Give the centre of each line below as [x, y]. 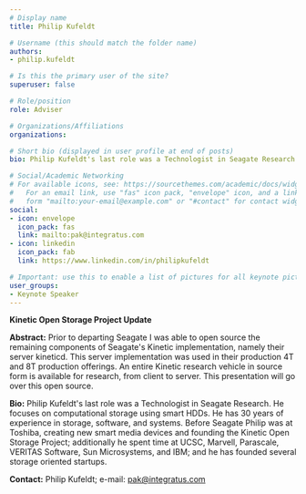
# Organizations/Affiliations [67, 126]
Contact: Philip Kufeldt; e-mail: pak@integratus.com [108, 479]
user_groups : [34, 285]
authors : [26, 51]
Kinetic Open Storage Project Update [81, 320]
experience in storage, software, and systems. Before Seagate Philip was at [151, 423]
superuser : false [42, 85]
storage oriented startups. [58, 462]
